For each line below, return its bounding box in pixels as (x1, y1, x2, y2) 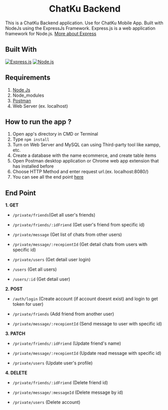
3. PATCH (5, 331, 26, 337)
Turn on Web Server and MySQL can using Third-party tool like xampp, (12, 142, 160, 148)
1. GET (5, 202, 19, 208)
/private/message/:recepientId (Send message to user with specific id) (12, 321, 162, 327)
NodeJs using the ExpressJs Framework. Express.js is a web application (5, 25, 155, 31)
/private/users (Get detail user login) (12, 257, 91, 263)
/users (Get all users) (12, 266, 57, 272)
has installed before (12, 163, 54, 170)
